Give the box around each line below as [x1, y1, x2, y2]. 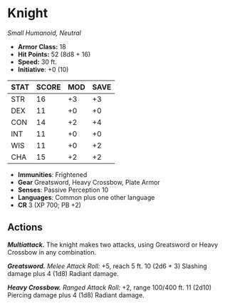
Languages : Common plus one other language [17, 193, 155, 201]
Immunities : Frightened [17, 170, 88, 179]
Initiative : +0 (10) [17, 65, 69, 73]
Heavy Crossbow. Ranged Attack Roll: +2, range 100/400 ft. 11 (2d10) [7, 283, 212, 292]
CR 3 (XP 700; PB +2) [17, 200, 82, 209]
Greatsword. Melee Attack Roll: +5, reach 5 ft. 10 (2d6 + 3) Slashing [7, 262, 208, 270]
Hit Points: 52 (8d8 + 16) [17, 50, 91, 58]
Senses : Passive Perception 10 [17, 185, 109, 194]
